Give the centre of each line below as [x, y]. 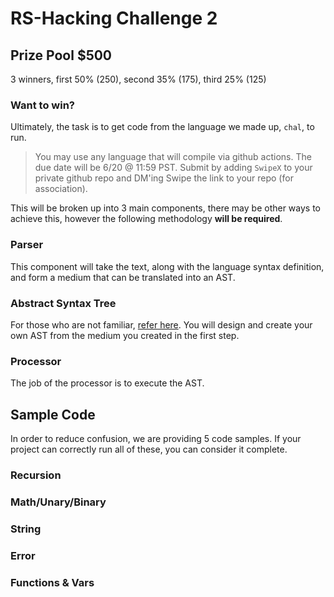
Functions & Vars [52, 582]
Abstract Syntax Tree [63, 303]
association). [61, 189]
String [26, 529]
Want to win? [42, 105]
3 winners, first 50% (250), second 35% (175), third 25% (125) [138, 79]
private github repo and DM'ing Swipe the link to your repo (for [164, 178]
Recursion [36, 475]
